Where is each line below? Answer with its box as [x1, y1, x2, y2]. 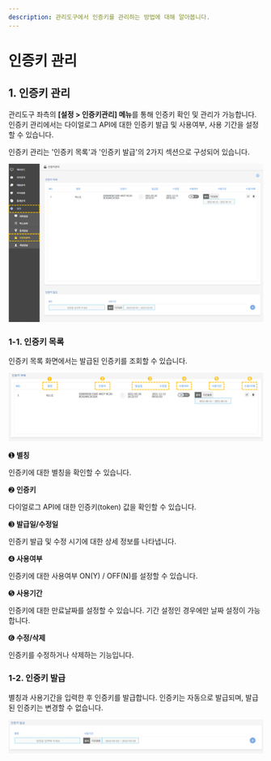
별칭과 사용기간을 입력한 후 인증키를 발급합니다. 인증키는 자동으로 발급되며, [8, 692, 244, 702]
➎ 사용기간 [8, 588, 43, 598]
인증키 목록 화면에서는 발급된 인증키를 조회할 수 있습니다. [8, 356, 188, 366]
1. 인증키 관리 [8, 86, 70, 101]
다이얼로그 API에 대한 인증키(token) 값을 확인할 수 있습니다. [8, 502, 197, 512]
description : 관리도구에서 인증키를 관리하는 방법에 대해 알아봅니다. [8, 13, 210, 21]
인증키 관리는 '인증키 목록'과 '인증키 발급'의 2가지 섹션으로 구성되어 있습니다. [8, 147, 250, 157]
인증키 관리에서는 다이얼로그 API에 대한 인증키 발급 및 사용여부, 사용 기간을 [8, 119, 244, 129]
